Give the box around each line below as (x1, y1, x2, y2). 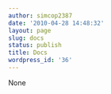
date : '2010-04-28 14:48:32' (8, 19, 105, 27)
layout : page (8, 26, 52, 34)
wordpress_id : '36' (8, 57, 73, 65)
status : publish (8, 41, 62, 49)
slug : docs (8, 33, 44, 42)
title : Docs (8, 49, 48, 57)
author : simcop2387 (8, 11, 73, 20)
